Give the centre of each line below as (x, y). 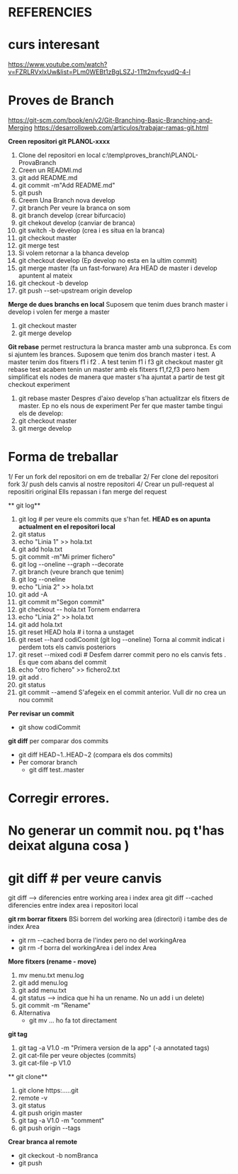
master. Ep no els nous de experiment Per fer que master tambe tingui (120, 406)
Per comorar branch (47, 762)
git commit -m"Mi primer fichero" (67, 557)
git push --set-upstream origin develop (75, 290)
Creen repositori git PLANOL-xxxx (59, 142)
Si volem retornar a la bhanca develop (74, 253)
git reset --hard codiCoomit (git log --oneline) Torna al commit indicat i (121, 639)
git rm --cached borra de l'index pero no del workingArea (102, 940)
